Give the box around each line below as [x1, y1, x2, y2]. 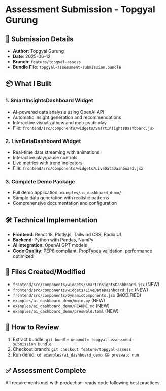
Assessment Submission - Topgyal [5, 4, 156, 15]
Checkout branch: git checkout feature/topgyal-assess [12, 346, 131, 352]
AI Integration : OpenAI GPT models [12, 242, 87, 248]
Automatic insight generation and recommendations [12, 114, 121, 120]
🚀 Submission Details [5, 34, 74, 43]
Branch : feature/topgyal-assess [12, 59, 81, 64]
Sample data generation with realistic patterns [12, 195, 109, 201]
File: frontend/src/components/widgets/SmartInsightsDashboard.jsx [12, 125, 155, 131]
